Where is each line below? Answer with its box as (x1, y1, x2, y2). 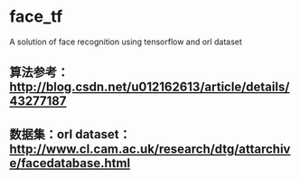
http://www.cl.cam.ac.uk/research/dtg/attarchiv (9, 141, 291, 156)
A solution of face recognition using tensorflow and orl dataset (9, 36, 242, 47)
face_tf (9, 6, 63, 27)
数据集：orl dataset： (9, 127, 131, 142)
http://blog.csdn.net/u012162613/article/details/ (9, 80, 290, 95)
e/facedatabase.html (9, 155, 131, 171)
